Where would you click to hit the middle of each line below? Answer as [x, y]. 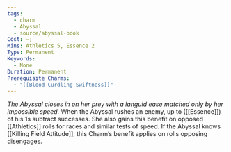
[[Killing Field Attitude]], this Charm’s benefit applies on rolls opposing [107, 134]
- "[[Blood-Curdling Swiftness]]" [63, 85]
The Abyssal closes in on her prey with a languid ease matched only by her [115, 104]
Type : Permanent [31, 53]
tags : [15, 14]
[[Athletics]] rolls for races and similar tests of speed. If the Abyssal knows [114, 126]
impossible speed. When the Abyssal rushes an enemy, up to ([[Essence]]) [114, 112]
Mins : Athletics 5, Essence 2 [51, 46]
